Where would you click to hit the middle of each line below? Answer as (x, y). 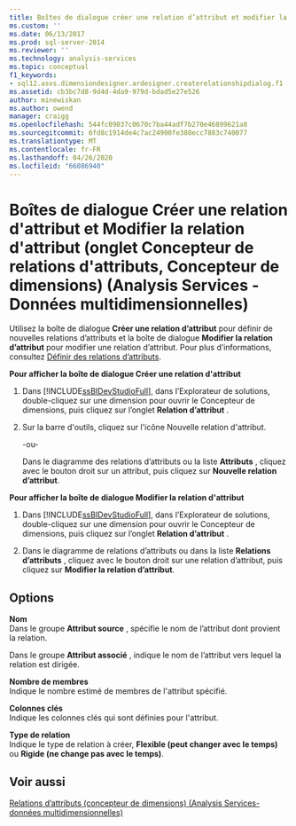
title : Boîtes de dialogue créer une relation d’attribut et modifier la (148, 17)
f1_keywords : (33, 75)
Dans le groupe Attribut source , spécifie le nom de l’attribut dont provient (145, 629)
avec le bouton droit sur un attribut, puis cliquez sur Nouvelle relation (149, 471)
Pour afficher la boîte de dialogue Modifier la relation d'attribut (127, 498)
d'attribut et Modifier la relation (127, 228)
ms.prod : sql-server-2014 (57, 42)
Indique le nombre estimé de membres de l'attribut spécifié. (118, 691)
